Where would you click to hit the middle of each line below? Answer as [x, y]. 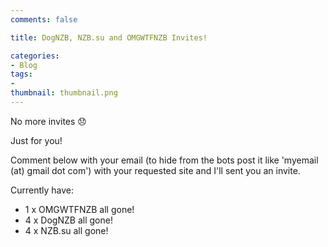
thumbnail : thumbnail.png [64, 93]
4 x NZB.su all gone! [66, 230]
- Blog [24, 65]
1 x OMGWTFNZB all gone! [79, 209]
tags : [21, 74]
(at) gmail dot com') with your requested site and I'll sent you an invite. [155, 170]
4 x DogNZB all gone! [68, 220]
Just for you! [36, 140]
